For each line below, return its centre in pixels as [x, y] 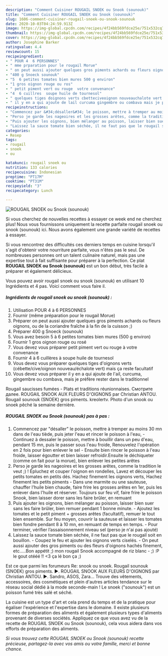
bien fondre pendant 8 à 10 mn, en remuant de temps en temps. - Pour [85, 524]
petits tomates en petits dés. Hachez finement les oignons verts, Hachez [87, 476]
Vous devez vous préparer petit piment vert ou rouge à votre [75, 347]
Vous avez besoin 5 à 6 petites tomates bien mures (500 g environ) [82, 336]
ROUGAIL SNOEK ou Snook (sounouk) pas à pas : [58, 416]
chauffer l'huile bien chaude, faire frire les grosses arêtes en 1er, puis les [87, 487]
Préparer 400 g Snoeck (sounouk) [48, 331]
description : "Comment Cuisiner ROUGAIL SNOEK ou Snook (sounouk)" [77, 10]
